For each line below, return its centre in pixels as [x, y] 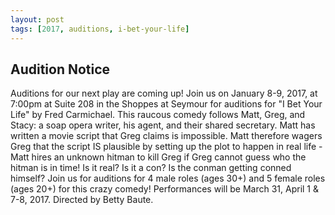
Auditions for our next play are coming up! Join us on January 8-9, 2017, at [164, 93]
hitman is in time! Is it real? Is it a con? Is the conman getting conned [151, 168]
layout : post [37, 19]
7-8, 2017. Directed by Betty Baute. [82, 200]
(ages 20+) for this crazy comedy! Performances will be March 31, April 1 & [165, 189]
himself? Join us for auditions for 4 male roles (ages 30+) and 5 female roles [168, 178]
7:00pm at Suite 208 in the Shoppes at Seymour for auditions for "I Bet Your [166, 104]
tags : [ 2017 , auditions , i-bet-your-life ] [100, 29]
